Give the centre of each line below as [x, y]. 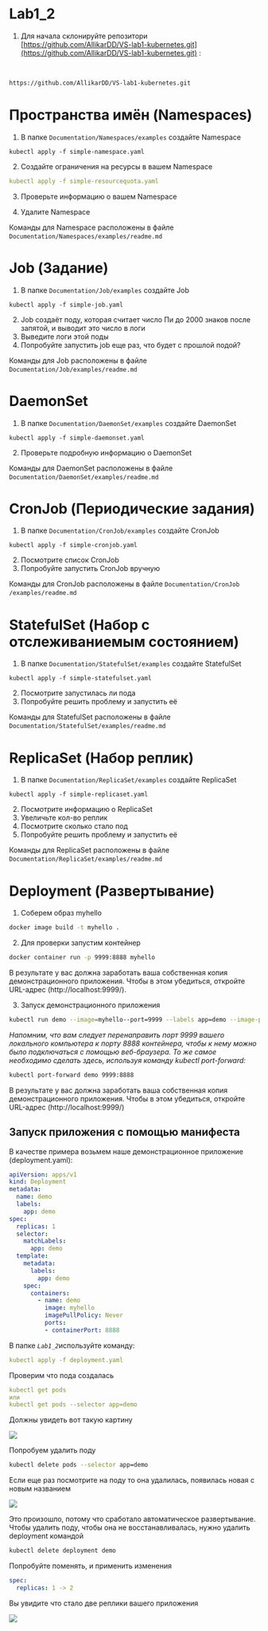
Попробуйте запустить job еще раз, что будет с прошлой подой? [130, 345]
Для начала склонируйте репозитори [84, 36]
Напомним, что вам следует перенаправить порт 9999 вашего [117, 1034]
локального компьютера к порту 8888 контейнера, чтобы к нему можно [133, 1043]
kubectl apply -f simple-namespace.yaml [77, 152]
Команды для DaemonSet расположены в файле [91, 468]
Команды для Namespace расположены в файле [91, 227]
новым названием [40, 1489]
